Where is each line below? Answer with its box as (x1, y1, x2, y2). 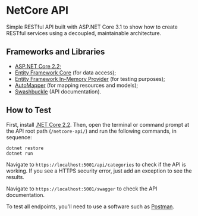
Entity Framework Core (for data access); (14, 69, 117, 76)
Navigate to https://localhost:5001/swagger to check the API (6, 185, 158, 192)
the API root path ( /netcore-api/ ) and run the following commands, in (6, 127, 177, 134)
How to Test (6, 105, 52, 115)
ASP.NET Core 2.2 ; (14, 62, 61, 70)
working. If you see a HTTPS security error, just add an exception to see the (6, 167, 192, 174)
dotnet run (6, 150, 33, 156)
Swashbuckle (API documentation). (14, 87, 102, 95)
